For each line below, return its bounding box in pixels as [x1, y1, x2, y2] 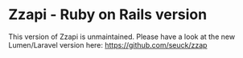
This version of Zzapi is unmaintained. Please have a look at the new [8, 32, 236, 41]
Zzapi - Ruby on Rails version [8, 6, 208, 24]
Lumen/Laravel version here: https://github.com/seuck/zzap [8, 40, 208, 49]
